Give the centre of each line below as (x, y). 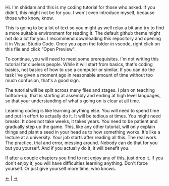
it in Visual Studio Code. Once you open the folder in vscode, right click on (83, 44)
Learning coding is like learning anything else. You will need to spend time (82, 111)
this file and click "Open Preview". (40, 49)
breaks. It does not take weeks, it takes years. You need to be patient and (81, 121)
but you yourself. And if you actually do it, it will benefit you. (67, 148)
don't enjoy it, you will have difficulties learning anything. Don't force (76, 163)
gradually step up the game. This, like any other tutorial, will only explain (80, 127)
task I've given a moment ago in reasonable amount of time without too (79, 75)
